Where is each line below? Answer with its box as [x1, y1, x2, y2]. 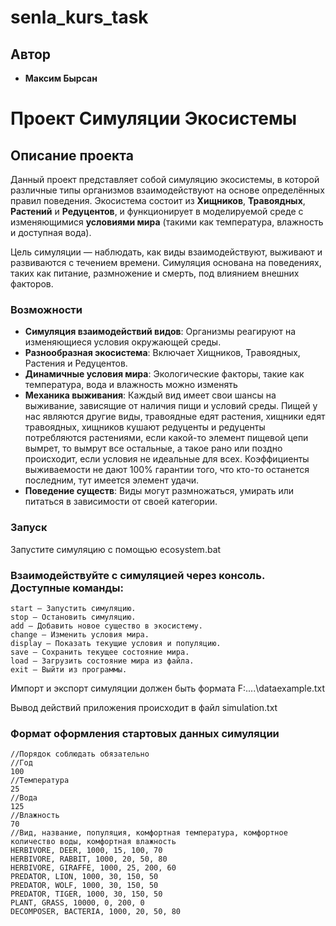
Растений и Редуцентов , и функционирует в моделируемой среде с [10, 206, 304, 217]
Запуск [10, 521, 48, 535]
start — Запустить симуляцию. [10, 603, 137, 613]
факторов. [10, 278, 54, 290]
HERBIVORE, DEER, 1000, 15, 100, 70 [10, 846, 163, 856]
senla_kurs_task [10, 6, 149, 29]
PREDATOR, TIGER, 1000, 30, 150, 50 [10, 889, 163, 900]
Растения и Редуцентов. [24, 357, 128, 370]
